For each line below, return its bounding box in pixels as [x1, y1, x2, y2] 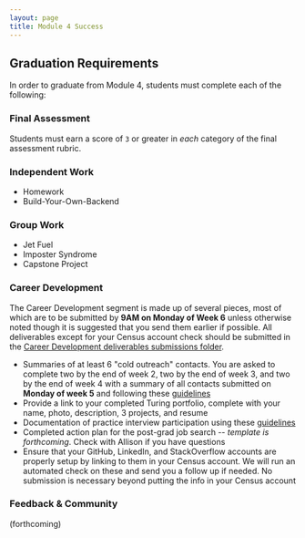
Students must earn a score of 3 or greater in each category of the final [9, 133, 278, 144]
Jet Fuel [22, 239, 54, 251]
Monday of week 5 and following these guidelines [22, 388, 211, 398]
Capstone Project [22, 259, 88, 270]
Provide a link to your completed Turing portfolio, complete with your [22, 398, 280, 409]
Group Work [9, 218, 65, 231]
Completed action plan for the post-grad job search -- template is [22, 426, 269, 438]
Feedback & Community [9, 498, 118, 511]
